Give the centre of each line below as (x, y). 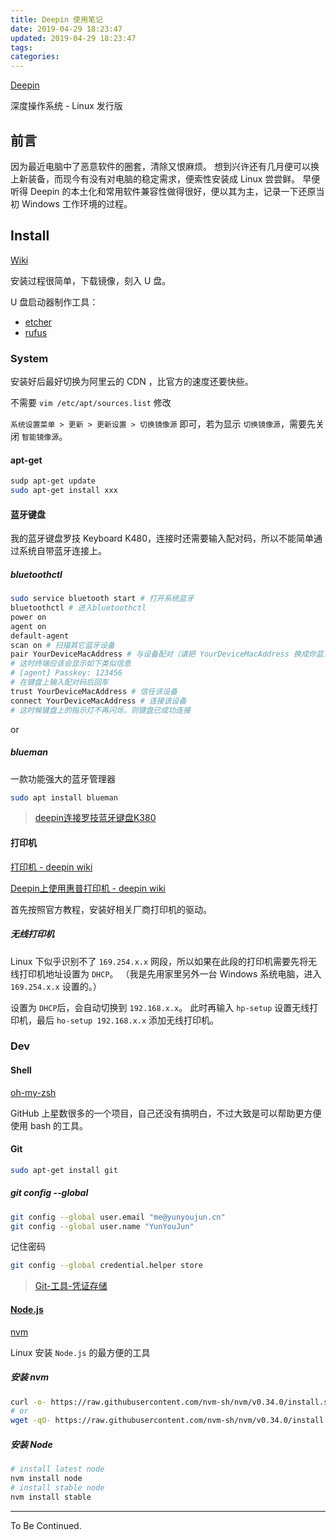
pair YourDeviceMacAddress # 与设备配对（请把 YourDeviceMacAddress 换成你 (163, 654)
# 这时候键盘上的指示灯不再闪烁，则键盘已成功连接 (100, 710)
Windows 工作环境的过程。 (77, 203)
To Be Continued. (46, 1525)
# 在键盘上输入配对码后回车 (60, 682)
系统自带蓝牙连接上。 (62, 551)
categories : (35, 57)
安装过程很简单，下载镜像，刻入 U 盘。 (91, 280)
